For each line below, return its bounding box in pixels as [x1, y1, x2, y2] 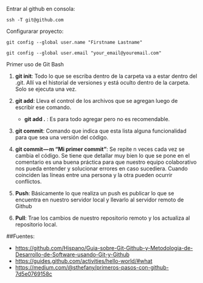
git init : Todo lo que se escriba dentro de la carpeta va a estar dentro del [15, 72, 198, 80]
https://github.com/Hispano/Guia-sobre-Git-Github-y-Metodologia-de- [15, 245, 193, 251]
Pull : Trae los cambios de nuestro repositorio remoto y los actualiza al [15, 214, 190, 222]
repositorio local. [15, 221, 58, 228]
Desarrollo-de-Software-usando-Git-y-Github [15, 251, 129, 258]
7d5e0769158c [15, 270, 53, 278]
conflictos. [15, 178, 42, 185]
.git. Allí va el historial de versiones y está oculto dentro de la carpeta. [15, 79, 190, 86]
